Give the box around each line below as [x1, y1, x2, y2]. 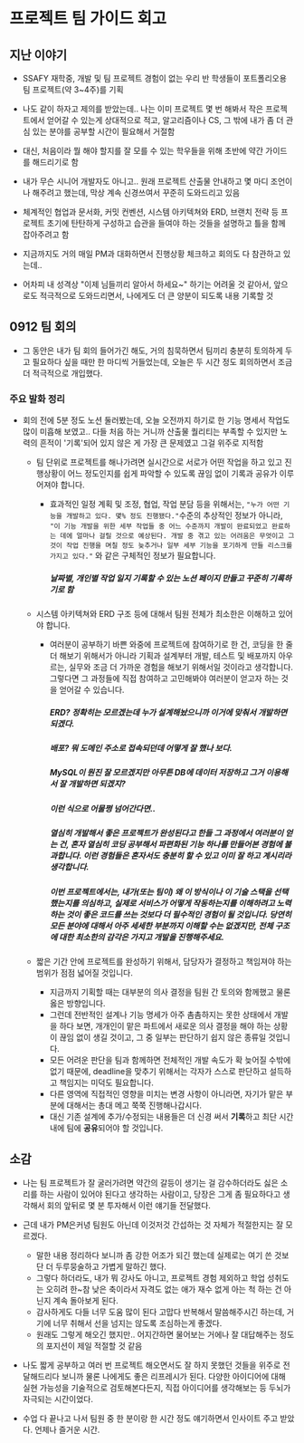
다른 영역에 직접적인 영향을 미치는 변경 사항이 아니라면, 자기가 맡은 [49, 1088, 284, 1099]
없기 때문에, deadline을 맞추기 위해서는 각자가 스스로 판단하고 [49, 1065, 268, 1076]
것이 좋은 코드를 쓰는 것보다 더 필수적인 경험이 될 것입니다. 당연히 [66, 909, 292, 919]
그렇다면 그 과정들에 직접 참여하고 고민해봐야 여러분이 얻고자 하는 [49, 673, 280, 684]
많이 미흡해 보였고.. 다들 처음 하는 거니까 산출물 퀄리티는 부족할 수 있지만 [22, 427, 279, 438]
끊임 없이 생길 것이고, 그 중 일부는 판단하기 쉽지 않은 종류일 [59, 1032, 267, 1043]
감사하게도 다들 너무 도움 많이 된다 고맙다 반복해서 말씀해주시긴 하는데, [35, 1306, 285, 1317]
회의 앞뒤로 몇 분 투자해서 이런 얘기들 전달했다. [46, 1199, 211, 1210]
